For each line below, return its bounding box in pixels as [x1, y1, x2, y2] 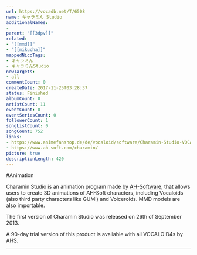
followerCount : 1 [6, 118, 49, 124]
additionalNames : [6, 19, 49, 25]
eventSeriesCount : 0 [6, 112, 57, 118]
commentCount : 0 [6, 80, 46, 86]
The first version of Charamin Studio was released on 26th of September [6, 213, 182, 220]
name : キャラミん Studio [6, 14, 63, 20]
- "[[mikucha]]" [6, 47, 46, 53]
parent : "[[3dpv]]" [6, 30, 54, 36]
